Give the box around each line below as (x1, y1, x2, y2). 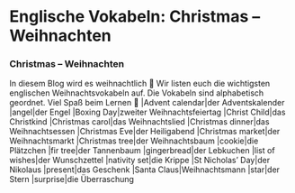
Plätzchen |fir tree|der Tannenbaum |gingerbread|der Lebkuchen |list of (9, 145, 276, 156)
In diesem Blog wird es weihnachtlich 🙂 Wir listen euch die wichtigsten (9, 78, 271, 89)
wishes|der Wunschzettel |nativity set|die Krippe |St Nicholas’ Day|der (9, 155, 271, 166)
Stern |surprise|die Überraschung (9, 174, 135, 185)
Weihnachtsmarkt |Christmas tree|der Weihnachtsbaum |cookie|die (9, 135, 259, 146)
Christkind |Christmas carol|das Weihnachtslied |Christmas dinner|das (9, 116, 270, 127)
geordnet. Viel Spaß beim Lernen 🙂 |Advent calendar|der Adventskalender (9, 97, 285, 108)
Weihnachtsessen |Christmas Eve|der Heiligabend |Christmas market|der (9, 126, 281, 137)
